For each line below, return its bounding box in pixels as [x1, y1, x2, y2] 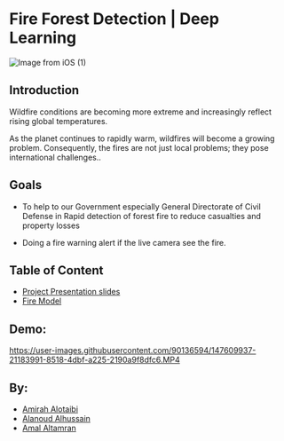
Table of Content [9, 263, 104, 278]
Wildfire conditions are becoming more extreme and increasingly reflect [9, 106, 272, 117]
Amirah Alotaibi [21, 404, 78, 414]
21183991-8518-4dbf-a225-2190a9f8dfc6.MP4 [9, 355, 180, 366]
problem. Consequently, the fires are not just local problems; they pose [9, 142, 269, 153]
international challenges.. [9, 152, 102, 162]
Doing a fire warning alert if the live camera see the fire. [21, 237, 226, 248]
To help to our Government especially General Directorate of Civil [21, 201, 262, 212]
